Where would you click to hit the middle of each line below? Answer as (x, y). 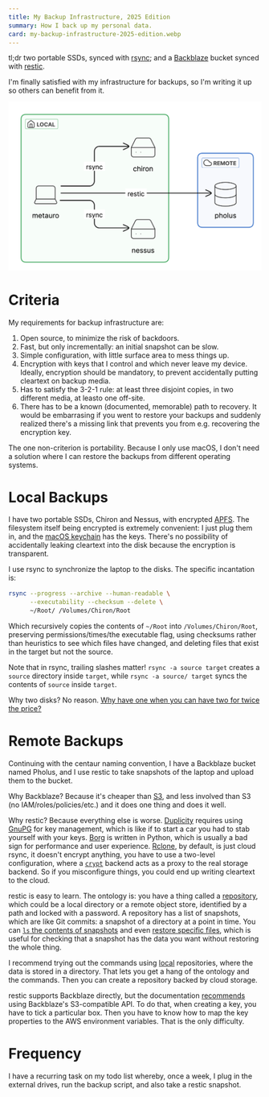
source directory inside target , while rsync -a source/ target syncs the (128, 676)
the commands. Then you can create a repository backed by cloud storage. (133, 980)
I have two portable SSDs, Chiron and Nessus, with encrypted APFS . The (129, 520)
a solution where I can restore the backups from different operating (120, 456)
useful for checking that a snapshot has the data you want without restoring (134, 939)
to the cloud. (29, 880)
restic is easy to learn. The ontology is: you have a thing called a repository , (133, 896)
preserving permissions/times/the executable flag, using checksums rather (132, 635)
